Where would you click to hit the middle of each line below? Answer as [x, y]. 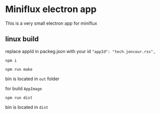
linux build [22, 39]
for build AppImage [23, 88]
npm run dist [19, 98]
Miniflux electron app [51, 9]
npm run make [19, 69]
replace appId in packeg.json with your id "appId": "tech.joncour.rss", [80, 51]
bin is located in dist [27, 107]
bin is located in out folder [32, 79]
